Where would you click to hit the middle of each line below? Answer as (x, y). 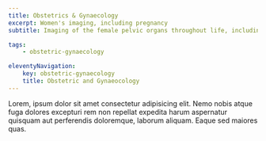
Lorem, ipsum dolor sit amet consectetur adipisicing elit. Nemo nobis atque (131, 103)
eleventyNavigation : (42, 67)
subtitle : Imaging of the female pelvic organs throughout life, (118, 30)
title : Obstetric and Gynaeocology (81, 81)
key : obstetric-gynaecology (68, 74)
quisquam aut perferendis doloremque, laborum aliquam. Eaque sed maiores (133, 120)
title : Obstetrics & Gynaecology (63, 15)
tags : (17, 44)
